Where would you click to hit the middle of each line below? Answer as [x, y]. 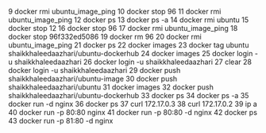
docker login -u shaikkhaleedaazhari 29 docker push [94, 70]
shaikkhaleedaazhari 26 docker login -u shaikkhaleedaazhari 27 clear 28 [133, 62]
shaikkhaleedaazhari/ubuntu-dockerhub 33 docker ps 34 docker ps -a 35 [129, 95]
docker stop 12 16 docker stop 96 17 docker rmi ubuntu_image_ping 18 [123, 28]
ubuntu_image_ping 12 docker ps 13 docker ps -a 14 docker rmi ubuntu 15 [129, 20]
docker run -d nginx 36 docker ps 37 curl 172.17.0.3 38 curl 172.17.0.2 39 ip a [133, 104]
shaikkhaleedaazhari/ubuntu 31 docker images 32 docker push [111, 87]
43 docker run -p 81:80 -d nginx [61, 121]
